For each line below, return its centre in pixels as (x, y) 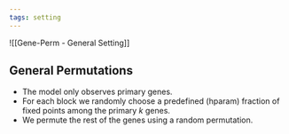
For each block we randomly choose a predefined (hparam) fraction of (151, 101)
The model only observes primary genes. (97, 92)
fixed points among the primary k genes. (96, 111)
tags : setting (35, 17)
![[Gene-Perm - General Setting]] (70, 43)
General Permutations (71, 71)
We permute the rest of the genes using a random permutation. (137, 120)
